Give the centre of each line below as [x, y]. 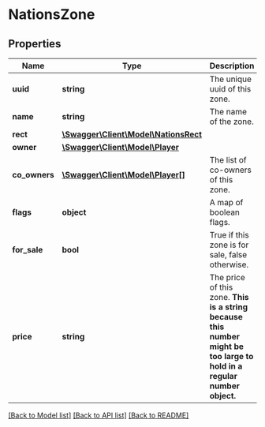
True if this [230, 235]
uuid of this [230, 89]
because [226, 317]
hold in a [226, 366]
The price [228, 277]
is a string [229, 307]
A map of [226, 202]
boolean [225, 212]
